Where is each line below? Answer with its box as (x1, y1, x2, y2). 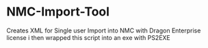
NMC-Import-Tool (6, 4, 110, 20)
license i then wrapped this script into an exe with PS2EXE (6, 33, 170, 41)
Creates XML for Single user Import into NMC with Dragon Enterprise (6, 26, 201, 34)
